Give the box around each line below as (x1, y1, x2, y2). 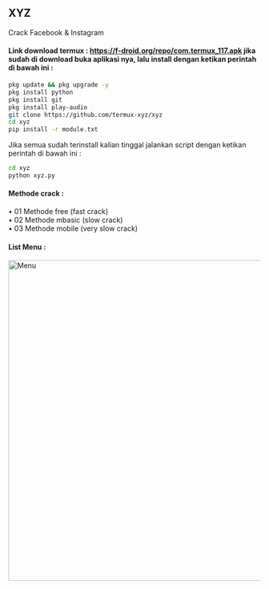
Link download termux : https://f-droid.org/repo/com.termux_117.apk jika (8, 46, 256, 55)
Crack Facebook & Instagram (8, 27, 104, 37)
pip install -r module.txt (8, 126, 98, 134)
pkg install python (8, 88, 74, 96)
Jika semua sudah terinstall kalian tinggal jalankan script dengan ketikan (8, 140, 247, 150)
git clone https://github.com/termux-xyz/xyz (8, 111, 163, 119)
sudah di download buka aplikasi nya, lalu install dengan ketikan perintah (8, 54, 257, 64)
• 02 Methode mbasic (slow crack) (8, 216, 123, 225)
